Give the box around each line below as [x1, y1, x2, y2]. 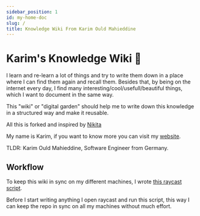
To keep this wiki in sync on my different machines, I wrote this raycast [6, 178, 182, 185]
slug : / [6, 20, 26, 26]
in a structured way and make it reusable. [6, 110, 109, 117]
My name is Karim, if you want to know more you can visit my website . [6, 133, 181, 140]
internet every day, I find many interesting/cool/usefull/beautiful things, [6, 85, 183, 92]
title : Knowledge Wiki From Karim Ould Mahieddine [6, 25, 136, 32]
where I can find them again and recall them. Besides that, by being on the [6, 78, 191, 85]
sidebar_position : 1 [6, 8, 58, 15]
